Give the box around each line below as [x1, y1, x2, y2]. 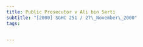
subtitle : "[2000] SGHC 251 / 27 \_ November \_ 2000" [6, 15, 138, 21]
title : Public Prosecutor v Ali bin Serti [6, 9, 116, 15]
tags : [6, 20, 20, 26]
